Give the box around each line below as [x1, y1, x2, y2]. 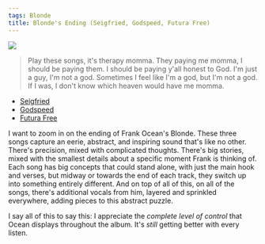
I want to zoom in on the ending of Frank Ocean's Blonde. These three [8, 128, 237, 138]
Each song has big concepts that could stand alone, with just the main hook [8, 162, 255, 171]
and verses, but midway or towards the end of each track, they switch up [8, 170, 247, 180]
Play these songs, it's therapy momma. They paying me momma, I [27, 55, 243, 65]
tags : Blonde [8, 11, 51, 20]
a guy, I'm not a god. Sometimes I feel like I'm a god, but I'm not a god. [27, 72, 258, 82]
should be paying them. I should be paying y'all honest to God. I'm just [27, 64, 258, 74]
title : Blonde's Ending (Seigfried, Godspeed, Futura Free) [8, 19, 211, 27]
